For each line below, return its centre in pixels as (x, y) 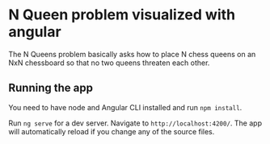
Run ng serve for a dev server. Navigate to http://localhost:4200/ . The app (135, 123)
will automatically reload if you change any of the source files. (112, 131)
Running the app (51, 88)
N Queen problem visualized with (122, 15)
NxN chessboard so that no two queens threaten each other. (109, 63)
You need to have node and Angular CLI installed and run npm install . (125, 107)
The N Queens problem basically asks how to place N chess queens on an (132, 54)
